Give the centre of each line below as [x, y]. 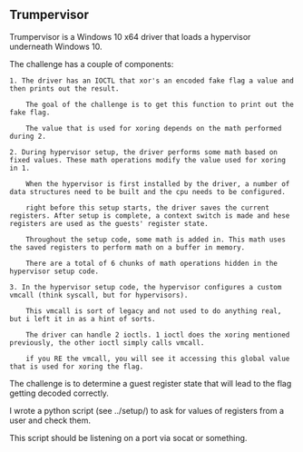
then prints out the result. [64, 88]
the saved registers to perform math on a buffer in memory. [127, 247]
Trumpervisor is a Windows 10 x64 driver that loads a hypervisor [130, 36]
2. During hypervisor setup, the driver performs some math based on [144, 152]
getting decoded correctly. [59, 393]
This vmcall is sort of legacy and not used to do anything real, [154, 311]
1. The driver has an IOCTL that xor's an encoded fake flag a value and [152, 81]
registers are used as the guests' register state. [109, 223]
